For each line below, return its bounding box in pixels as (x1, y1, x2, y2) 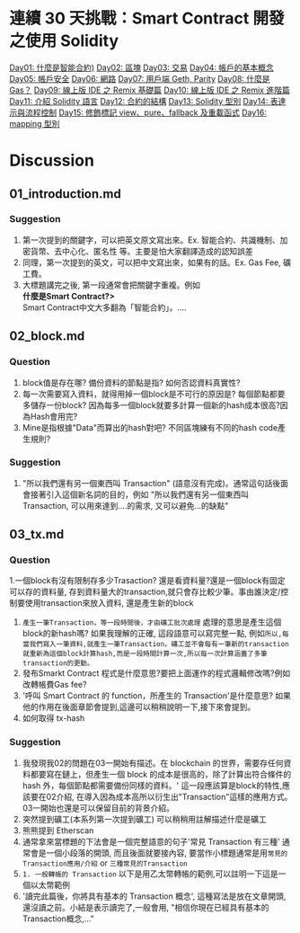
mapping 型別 (9, 118, 60, 129)
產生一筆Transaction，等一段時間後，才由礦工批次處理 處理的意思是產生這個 (22, 617, 282, 627)
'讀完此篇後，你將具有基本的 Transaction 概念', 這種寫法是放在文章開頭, (22, 891, 287, 902)
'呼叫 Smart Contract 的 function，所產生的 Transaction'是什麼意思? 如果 (22, 690, 292, 701)
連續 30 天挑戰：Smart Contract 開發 (9, 8, 285, 29)
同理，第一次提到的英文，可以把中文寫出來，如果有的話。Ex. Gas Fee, (22, 257, 281, 268)
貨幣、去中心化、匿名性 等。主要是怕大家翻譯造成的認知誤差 (30, 245, 253, 256)
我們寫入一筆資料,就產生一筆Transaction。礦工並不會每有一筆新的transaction (29, 640, 289, 649)
